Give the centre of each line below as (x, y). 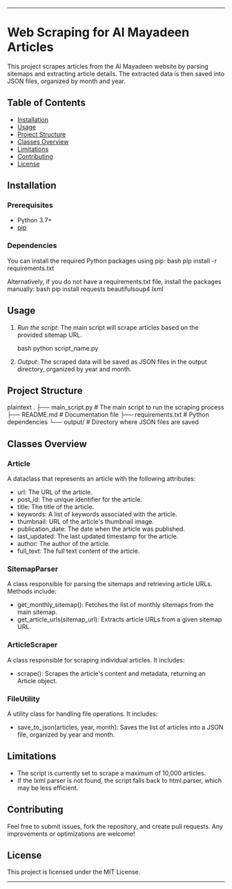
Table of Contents (47, 103)
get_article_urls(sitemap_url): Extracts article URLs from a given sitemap (119, 619)
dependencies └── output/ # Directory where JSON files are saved (103, 422)
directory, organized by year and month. (74, 369)
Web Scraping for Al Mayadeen (98, 33)
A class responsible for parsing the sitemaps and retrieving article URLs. (110, 584)
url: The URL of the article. (55, 492)
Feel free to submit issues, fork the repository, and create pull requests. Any (115, 826)
